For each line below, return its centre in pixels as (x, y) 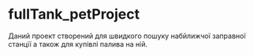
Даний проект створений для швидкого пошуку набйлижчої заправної (127, 36)
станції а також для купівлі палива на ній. (78, 44)
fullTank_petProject (74, 14)
